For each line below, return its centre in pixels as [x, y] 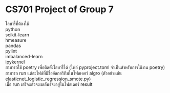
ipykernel [15, 62]
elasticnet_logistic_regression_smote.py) [48, 79]
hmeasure [16, 40]
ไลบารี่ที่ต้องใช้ [17, 24]
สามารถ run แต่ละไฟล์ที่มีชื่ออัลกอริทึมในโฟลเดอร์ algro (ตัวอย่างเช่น [63, 73]
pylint [11, 51]
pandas [13, 45]
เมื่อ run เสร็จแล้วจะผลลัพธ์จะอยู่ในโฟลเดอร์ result [49, 84]
